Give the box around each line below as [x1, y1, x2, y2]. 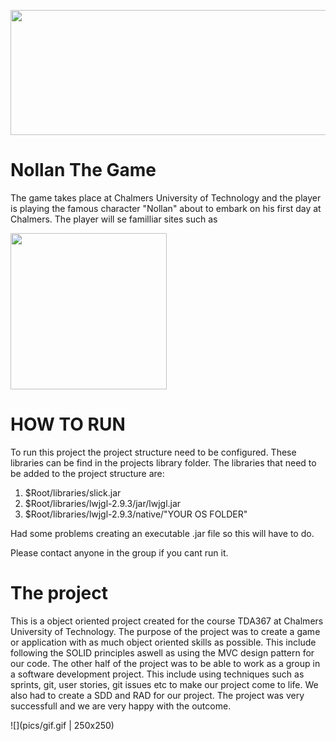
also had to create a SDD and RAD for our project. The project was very [10, 689, 305, 701]
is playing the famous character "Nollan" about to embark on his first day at [10, 202, 322, 214]
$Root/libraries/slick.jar [24, 486, 122, 499]
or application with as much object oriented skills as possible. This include [10, 636, 317, 648]
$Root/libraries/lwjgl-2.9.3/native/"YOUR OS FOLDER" [24, 508, 248, 520]
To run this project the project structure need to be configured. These [10, 446, 297, 458]
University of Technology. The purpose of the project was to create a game [10, 625, 321, 637]
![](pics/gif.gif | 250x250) [10, 719, 115, 731]
